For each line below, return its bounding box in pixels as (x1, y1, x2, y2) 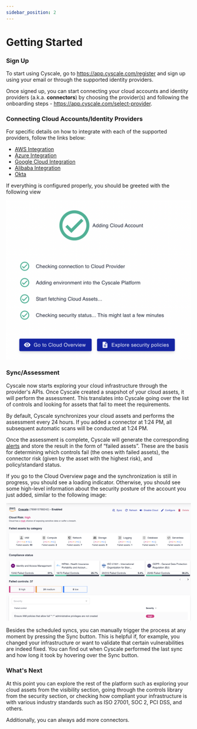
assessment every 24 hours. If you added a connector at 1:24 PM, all (6, 418, 172, 425)
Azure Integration (14, 152, 57, 159)
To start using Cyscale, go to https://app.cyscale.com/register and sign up (6, 70, 186, 77)
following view (6, 188, 41, 195)
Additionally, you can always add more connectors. (6, 716, 130, 723)
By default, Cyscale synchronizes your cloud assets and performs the (6, 412, 175, 419)
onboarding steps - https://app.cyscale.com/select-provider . (6, 100, 152, 107)
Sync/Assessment (6, 368, 60, 377)
